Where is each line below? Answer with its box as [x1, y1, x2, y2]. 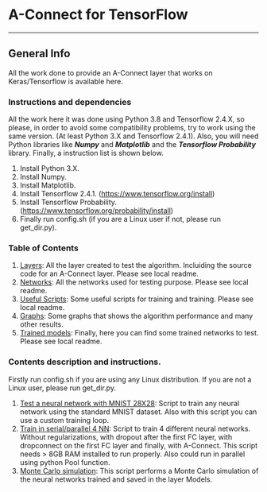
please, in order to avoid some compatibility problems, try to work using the [8, 123, 256, 133]
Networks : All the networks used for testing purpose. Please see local [19, 277, 249, 287]
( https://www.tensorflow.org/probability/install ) [19, 206, 173, 215]
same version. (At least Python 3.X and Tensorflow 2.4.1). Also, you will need [8, 131, 259, 141]
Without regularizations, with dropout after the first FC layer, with [19, 432, 233, 442]
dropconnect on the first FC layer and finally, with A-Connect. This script [19, 440, 258, 450]
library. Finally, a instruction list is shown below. [8, 149, 164, 158]
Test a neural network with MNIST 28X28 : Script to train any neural [19, 398, 240, 408]
